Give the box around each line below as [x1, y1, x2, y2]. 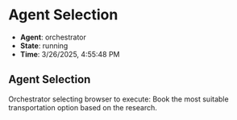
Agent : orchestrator [19, 32, 87, 42]
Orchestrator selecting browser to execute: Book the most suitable [8, 94, 229, 104]
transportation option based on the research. [8, 102, 157, 112]
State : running [19, 40, 69, 50]
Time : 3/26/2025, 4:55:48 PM [19, 49, 120, 59]
